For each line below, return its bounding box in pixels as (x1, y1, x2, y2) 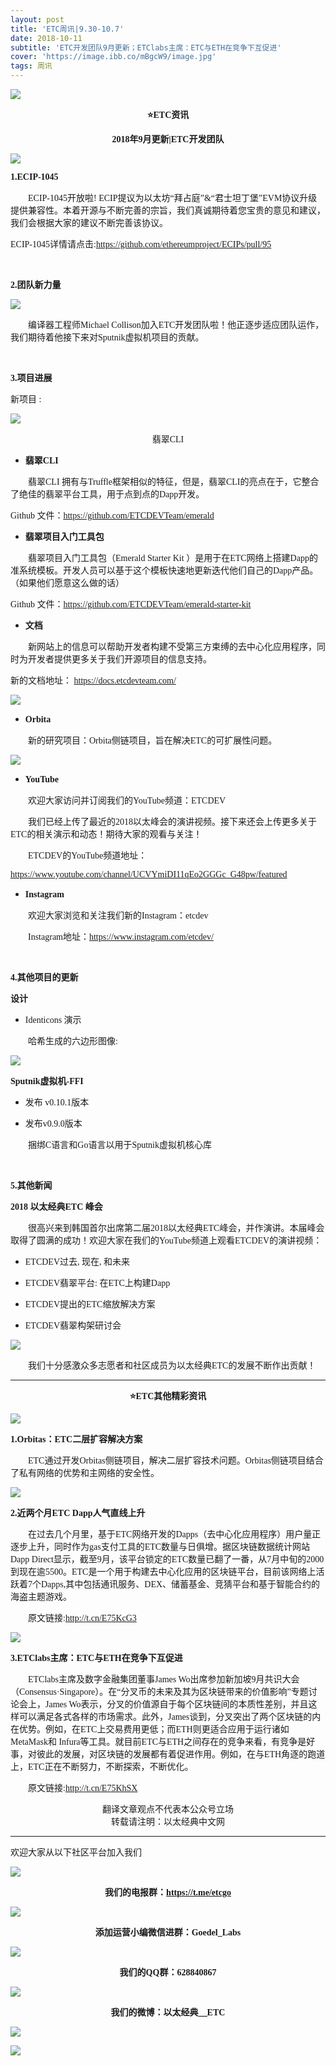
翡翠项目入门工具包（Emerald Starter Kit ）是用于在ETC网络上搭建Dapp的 (28, 553, 318, 563)
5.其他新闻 (10, 1181, 53, 1191)
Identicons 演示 (24, 1015, 82, 1025)
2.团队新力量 (10, 280, 62, 290)
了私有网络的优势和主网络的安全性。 (10, 1468, 160, 1478)
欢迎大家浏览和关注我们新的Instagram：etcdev (28, 911, 209, 921)
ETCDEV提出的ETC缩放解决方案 (24, 1299, 156, 1310)
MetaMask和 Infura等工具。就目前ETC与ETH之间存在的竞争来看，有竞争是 (10, 1737, 307, 1747)
